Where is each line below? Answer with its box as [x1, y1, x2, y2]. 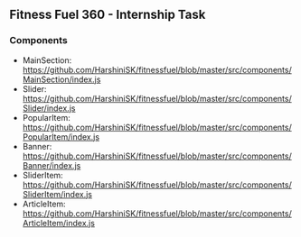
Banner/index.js [22, 160, 81, 170]
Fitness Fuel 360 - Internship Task [9, 7, 206, 23]
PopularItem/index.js [22, 131, 100, 142]
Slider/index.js [22, 103, 76, 114]
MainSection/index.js [22, 74, 101, 85]
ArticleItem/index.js [22, 217, 95, 228]
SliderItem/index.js [22, 188, 93, 199]
